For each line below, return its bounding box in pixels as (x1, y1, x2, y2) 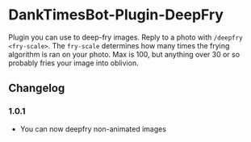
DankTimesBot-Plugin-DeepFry (8, 6, 224, 24)
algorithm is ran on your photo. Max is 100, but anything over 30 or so (8, 49, 241, 59)
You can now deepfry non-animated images (19, 123, 167, 134)
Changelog (8, 81, 65, 95)
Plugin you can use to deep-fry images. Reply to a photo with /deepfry (8, 32, 244, 42)
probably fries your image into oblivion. (8, 58, 139, 68)
